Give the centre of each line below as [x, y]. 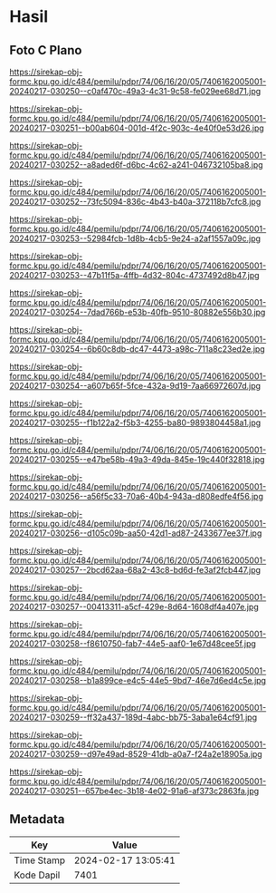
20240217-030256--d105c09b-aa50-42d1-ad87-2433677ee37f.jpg [136, 533]
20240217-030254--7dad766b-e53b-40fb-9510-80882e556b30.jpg [138, 312]
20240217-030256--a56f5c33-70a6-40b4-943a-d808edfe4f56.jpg [137, 496]
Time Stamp [40, 860]
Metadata [37, 819]
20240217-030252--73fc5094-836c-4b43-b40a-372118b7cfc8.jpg [135, 202]
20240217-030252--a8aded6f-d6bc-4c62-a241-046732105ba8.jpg [137, 165]
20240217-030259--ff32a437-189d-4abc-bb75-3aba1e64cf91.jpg [133, 717]
